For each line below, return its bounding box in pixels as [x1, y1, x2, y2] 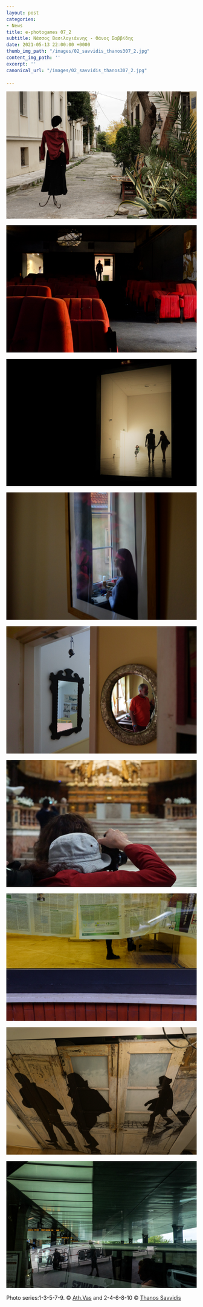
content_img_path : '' [6, 55, 61, 61]
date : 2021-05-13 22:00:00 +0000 [6, 42, 91, 48]
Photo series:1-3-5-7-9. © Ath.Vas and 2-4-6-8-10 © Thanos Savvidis [6, 1294, 181, 1302]
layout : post [6, 10, 39, 16]
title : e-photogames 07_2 [6, 29, 71, 35]
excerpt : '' [6, 61, 36, 67]
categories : [6, 16, 36, 22]
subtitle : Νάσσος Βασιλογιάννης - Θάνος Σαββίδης [6, 35, 134, 42]
